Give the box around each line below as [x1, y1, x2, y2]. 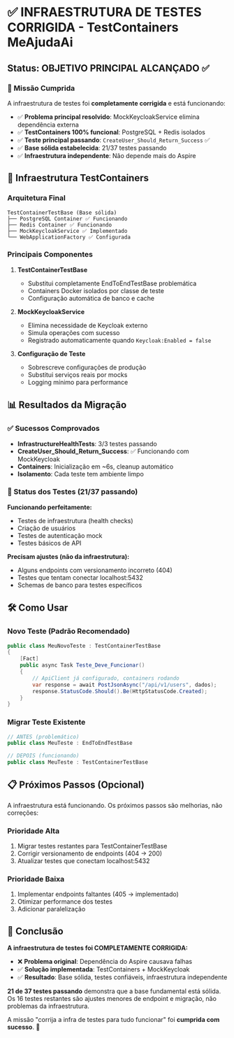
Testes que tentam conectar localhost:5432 [17, 573, 143, 581]
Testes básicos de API [17, 539, 82, 547]
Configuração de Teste [17, 349, 86, 357]
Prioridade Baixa [7, 874, 65, 884]
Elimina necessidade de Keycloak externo [27, 321, 148, 329]
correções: [7, 809, 39, 817]
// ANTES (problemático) [7, 733, 80, 740]
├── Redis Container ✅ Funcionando [7, 221, 112, 228]
